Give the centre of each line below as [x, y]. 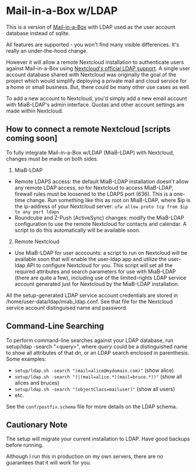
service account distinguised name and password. [67, 307]
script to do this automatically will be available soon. [77, 230]
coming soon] [32, 138]
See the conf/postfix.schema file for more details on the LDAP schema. [92, 406]
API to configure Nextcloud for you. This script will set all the [99, 265]
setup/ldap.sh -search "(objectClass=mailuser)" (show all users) [95, 389]
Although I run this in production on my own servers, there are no [85, 456]
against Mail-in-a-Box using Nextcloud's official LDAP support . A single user [98, 68]
